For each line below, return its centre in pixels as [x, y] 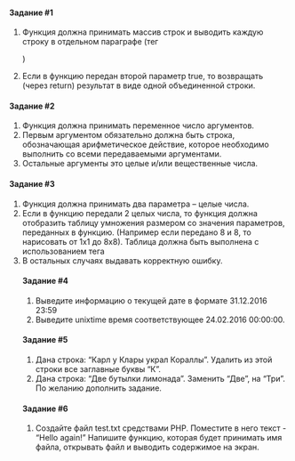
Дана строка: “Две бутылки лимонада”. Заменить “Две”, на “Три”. [160, 379]
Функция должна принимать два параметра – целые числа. [136, 204]
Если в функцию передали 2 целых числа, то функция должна [140, 213]
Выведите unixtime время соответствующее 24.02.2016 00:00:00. [160, 319]
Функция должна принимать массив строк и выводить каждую [143, 32]
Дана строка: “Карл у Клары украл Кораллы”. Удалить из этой [154, 360]
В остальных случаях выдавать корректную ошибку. [122, 260]
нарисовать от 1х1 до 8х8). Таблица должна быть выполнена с [140, 241]
